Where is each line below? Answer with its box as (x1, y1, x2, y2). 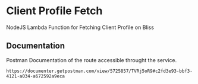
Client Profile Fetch (6, 4, 103, 18)
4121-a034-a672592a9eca (6, 73, 65, 79)
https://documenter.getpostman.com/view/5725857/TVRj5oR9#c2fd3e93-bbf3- (6, 68, 193, 74)
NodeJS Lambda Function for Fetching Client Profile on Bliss (6, 24, 155, 31)
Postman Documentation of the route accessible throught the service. (6, 56, 177, 63)
